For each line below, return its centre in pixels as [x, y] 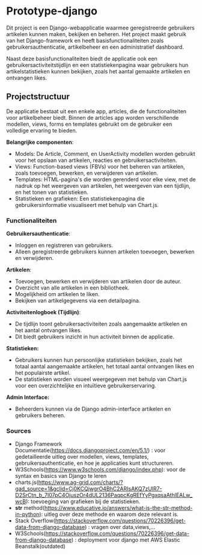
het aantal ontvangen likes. [48, 330]
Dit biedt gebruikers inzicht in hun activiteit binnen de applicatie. [94, 337]
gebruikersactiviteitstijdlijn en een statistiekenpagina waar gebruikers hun [97, 65]
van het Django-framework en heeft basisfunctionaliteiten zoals [85, 40]
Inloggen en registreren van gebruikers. [64, 246]
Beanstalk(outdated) [40, 547]
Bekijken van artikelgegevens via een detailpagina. [78, 301]
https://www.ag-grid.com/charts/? [81, 482]
